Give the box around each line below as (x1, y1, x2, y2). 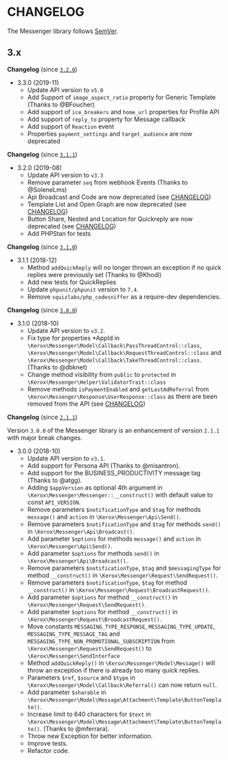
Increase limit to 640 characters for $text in (27, 710, 151, 718)
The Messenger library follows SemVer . (7, 27, 119, 35)
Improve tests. (27, 739, 68, 747)
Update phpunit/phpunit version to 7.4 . (27, 285, 139, 293)
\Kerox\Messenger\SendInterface (27, 653, 120, 660)
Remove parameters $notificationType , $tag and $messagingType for (27, 563, 221, 572)
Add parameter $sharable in (27, 688, 106, 696)
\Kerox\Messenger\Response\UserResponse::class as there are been (27, 392, 218, 400)
